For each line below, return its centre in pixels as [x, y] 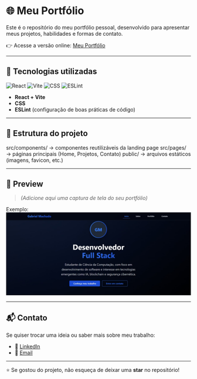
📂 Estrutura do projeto [47, 133]
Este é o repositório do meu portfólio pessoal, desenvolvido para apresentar [98, 27]
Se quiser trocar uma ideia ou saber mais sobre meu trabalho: [81, 335]
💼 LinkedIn [27, 346]
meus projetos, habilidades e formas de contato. [64, 33]
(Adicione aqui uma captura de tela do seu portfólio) [84, 198]
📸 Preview [25, 184]
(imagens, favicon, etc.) [35, 160]
